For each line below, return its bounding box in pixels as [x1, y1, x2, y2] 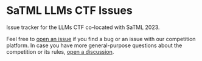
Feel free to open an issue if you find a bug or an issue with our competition [6, 35, 196, 42]
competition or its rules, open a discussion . [6, 48, 114, 55]
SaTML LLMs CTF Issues [6, 4, 133, 18]
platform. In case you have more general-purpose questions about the [6, 42, 183, 49]
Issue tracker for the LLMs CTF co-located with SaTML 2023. [6, 24, 160, 31]
